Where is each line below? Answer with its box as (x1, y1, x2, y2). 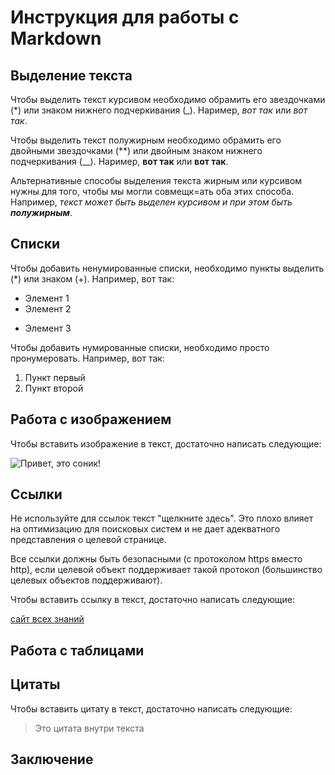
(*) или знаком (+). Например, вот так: (10, 272, 175, 285)
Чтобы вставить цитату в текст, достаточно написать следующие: (10, 702, 293, 715)
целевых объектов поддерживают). (10, 574, 163, 586)
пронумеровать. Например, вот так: (10, 352, 165, 364)
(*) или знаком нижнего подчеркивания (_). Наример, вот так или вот (10, 104, 308, 116)
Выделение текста (10, 67, 133, 84)
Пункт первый (24, 371, 86, 383)
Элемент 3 (24, 322, 72, 334)
